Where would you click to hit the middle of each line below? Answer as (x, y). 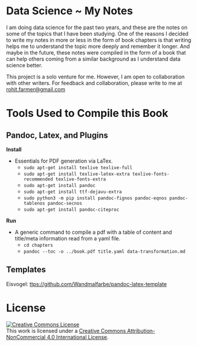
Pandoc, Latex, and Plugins (57, 135)
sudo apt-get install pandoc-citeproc (71, 209)
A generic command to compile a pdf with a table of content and (93, 232)
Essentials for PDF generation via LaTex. (64, 161)
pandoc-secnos (65, 203)
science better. (24, 65)
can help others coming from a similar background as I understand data (93, 59)
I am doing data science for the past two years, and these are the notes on (97, 27)
